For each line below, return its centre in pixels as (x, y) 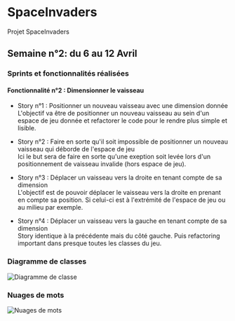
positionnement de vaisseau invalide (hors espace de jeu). (102, 164)
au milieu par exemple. (50, 207)
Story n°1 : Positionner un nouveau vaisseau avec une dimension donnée (122, 106)
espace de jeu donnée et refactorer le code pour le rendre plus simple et (122, 121)
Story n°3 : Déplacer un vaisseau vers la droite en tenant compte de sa (120, 178)
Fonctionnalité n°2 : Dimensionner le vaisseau (76, 90)
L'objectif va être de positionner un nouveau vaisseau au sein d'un (113, 114)
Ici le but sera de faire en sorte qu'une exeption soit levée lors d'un (114, 157)
